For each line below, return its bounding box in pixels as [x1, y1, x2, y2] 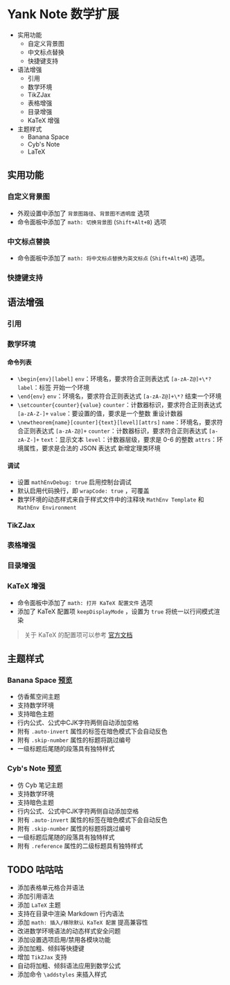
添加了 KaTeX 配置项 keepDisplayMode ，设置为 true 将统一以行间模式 [17, 607, 215, 615]
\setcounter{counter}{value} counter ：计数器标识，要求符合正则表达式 [17, 401, 222, 409]
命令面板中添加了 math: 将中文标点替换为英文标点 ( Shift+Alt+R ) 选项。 [17, 254, 209, 262]
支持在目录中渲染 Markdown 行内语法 [17, 909, 125, 918]
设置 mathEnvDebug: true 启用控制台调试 [17, 478, 132, 486]
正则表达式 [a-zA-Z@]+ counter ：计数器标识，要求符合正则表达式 [23, 427, 208, 435]
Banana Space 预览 [7, 675, 73, 685]
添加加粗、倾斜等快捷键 [17, 944, 85, 952]
